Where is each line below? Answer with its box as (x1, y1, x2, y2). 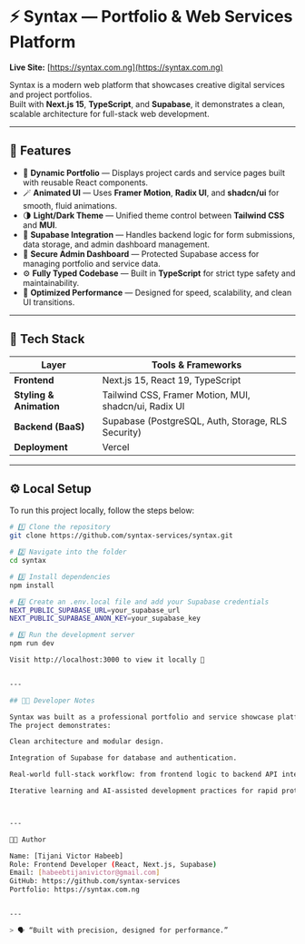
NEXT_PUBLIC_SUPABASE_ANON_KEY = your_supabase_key (9, 614, 202, 624)
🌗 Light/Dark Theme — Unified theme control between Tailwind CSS (22, 210, 285, 221)
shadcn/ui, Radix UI (102, 399, 185, 412)
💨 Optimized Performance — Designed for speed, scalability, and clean (22, 287, 292, 298)
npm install (9, 581, 54, 590)
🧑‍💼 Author (9, 835, 47, 844)
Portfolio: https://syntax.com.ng (9, 885, 141, 894)
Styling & (14, 388, 54, 401)
